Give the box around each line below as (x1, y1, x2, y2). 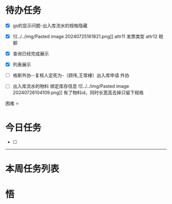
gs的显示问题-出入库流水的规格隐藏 (12, 22, 88, 29)
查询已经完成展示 (12, 50, 49, 57)
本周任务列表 (5, 163, 60, 175)
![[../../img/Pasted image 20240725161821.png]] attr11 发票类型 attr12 (12, 34, 158, 39)
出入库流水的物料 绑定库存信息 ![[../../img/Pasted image (12, 83, 130, 89)
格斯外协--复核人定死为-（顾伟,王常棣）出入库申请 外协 (12, 72, 130, 79)
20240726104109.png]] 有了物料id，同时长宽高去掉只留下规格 (12, 90, 144, 96)
